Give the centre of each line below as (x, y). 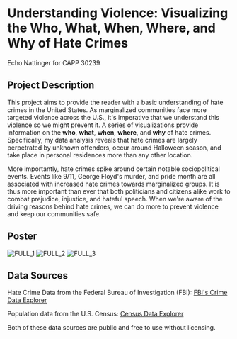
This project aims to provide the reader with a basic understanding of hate (115, 102)
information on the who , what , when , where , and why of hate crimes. (109, 132)
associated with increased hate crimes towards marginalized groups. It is (114, 184)
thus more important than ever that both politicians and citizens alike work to (119, 191)
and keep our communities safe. (54, 213)
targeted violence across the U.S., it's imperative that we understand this (114, 117)
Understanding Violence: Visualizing (118, 13)
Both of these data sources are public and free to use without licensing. (111, 328)
